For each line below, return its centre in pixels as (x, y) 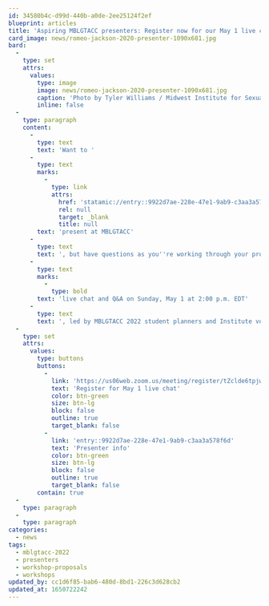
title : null (78, 224)
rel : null (75, 209)
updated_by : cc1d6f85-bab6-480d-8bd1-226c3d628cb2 (94, 582)
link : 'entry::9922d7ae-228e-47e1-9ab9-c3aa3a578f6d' (143, 440)
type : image (57, 83)
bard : (17, 46)
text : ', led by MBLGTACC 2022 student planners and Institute (145, 321)
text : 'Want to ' (66, 150)
